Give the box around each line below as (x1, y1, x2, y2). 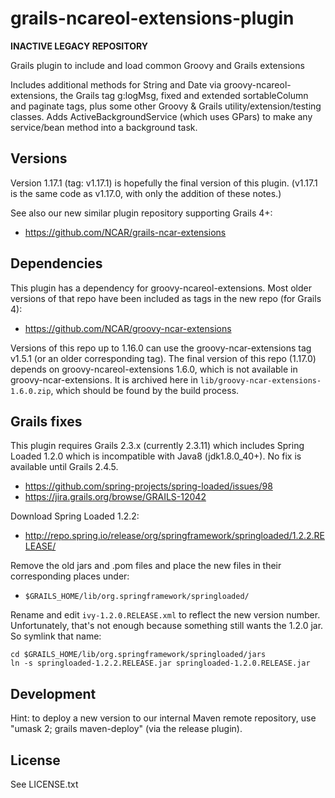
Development (10, 685, 97, 702)
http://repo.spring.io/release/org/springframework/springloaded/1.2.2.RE (24, 530, 325, 542)
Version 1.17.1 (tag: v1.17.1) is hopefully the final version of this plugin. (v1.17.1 (10, 177, 318, 189)
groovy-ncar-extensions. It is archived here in (10, 373, 198, 386)
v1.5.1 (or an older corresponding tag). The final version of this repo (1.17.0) (10, 352, 317, 364)
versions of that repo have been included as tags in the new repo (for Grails (10, 292, 322, 304)
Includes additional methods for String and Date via (10, 78, 222, 91)
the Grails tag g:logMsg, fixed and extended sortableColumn (59, 89, 309, 101)
